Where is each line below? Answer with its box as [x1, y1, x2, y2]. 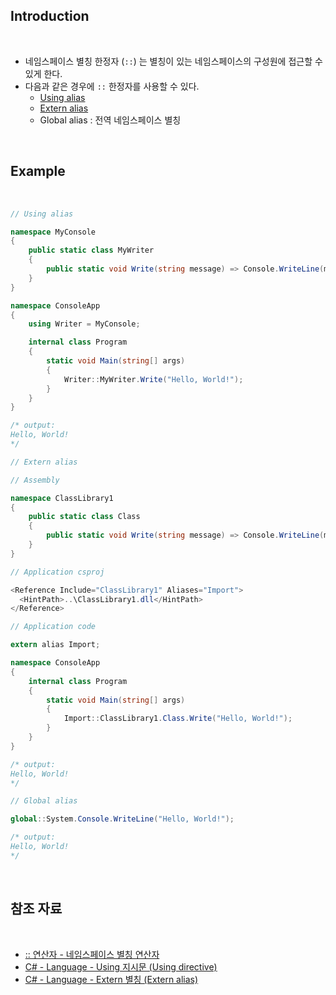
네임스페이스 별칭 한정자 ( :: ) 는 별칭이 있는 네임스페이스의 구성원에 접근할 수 [24, 55, 323, 67]
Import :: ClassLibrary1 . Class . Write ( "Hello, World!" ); [63, 714, 293, 724]
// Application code [10, 622, 97, 632]
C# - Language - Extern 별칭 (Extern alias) [24, 973, 199, 985]
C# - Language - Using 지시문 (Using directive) [24, 960, 218, 973]
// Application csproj [10, 567, 105, 577]
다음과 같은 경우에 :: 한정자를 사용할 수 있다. [24, 80, 200, 92]
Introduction [10, 8, 90, 25]
